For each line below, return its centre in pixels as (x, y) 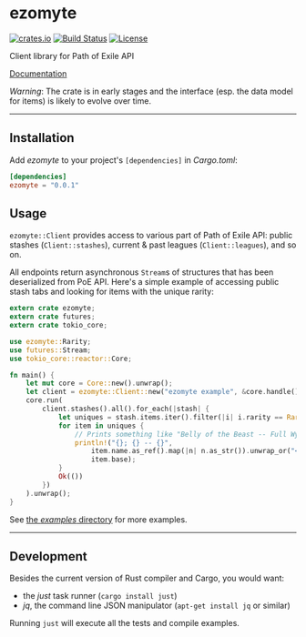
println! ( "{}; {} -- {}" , (123, 443)
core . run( (45, 400)
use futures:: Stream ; (51, 350)
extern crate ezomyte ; (52, 308)
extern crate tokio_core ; (58, 326)
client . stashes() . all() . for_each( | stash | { (126, 409)
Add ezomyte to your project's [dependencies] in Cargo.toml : (124, 160)
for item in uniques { (101, 426)
